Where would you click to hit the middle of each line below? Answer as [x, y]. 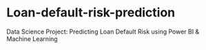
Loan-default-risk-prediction [91, 13]
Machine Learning [32, 38]
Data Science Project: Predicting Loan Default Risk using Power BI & [103, 32]
